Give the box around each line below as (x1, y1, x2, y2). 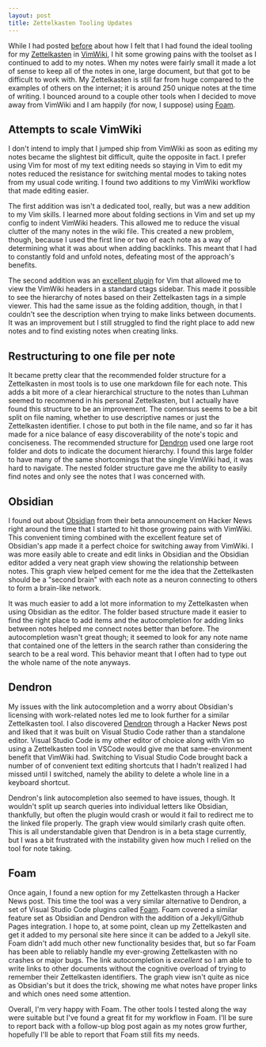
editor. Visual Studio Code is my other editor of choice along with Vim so (8, 735, 245, 745)
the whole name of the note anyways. (8, 657, 131, 667)
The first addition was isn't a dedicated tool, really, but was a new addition (8, 202, 251, 211)
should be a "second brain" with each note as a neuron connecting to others (8, 575, 258, 584)
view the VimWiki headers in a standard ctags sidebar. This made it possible (8, 284, 256, 294)
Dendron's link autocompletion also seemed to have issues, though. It (8, 793, 236, 803)
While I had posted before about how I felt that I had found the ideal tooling (8, 40, 253, 50)
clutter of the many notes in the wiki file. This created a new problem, (8, 227, 234, 237)
